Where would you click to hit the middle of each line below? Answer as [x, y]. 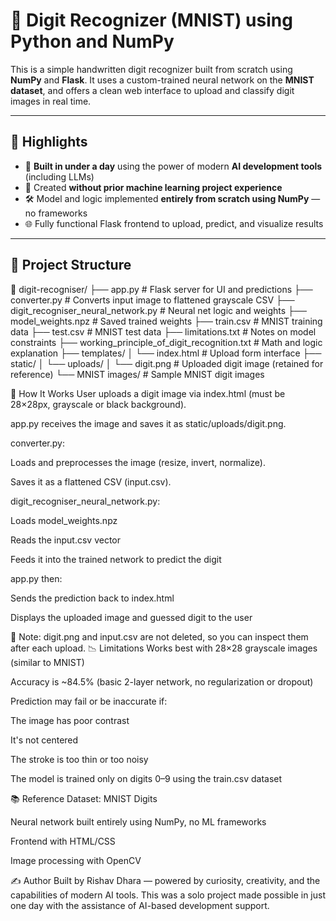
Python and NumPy [92, 41]
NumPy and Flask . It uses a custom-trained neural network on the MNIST [162, 80]
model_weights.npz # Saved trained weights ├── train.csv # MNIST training [166, 321]
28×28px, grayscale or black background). [98, 404]
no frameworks [56, 213]
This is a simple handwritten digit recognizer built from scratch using [151, 69]
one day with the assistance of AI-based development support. [140, 905]
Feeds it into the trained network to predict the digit [116, 559]
